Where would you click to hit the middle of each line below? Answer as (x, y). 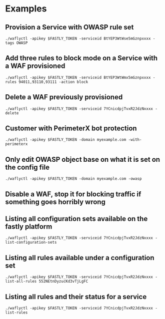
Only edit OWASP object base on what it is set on (83, 159)
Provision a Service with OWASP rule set (69, 27)
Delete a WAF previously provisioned (64, 97)
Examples (26, 9)
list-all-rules (21, 282)
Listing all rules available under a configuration (80, 258)
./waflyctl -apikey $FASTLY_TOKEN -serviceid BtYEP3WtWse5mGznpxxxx (78, 38)
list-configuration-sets (31, 243)
